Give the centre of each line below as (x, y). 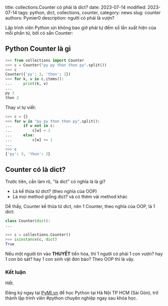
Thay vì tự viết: (21, 107)
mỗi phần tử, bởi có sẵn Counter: (39, 33)
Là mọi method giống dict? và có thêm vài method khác (70, 197)
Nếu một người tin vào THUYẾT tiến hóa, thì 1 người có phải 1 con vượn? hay (84, 254)
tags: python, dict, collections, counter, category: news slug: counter (90, 13)
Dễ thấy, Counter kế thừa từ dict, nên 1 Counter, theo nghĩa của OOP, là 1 (80, 207)
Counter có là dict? (35, 170)
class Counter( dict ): (28, 221)
